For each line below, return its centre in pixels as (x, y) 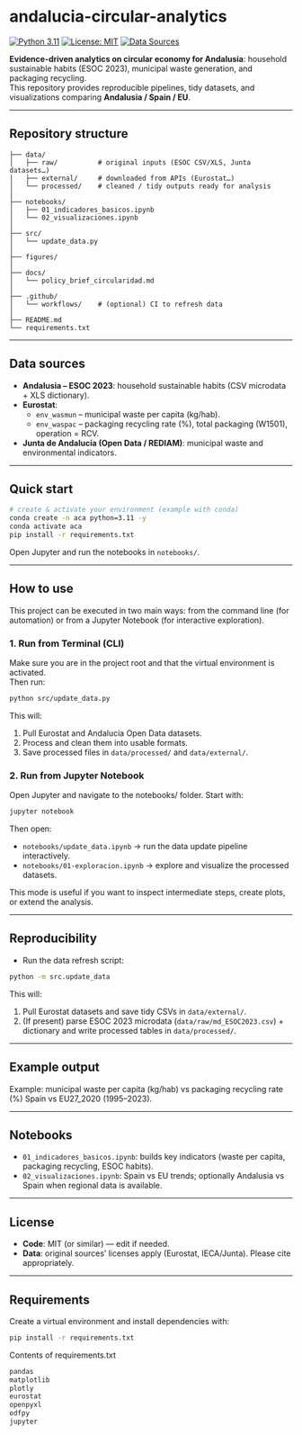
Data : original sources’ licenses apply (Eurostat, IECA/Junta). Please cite (156, 1253)
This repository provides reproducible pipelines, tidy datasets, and (132, 87)
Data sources (47, 364)
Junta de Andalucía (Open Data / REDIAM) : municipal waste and (142, 443)
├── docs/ (28, 273)
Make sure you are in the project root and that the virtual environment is (142, 662)
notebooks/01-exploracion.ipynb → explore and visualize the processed (155, 865)
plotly (22, 1388)
